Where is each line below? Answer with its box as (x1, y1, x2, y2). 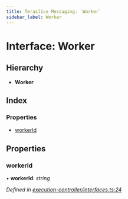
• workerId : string (6, 174, 50, 181)
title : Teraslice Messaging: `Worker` (6, 8, 101, 15)
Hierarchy (6, 63, 44, 73)
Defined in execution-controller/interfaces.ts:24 (6, 186, 122, 193)
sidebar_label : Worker (6, 14, 62, 20)
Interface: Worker (6, 39, 96, 53)
